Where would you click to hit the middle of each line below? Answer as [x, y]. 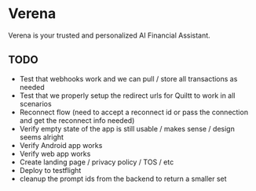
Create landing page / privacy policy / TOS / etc [97, 162]
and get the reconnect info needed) [77, 120]
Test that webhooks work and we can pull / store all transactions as [128, 78]
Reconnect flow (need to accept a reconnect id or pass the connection [134, 112]
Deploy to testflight [50, 170]
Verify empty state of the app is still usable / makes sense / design [127, 128]
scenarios [36, 103]
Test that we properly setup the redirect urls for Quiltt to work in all [127, 95]
